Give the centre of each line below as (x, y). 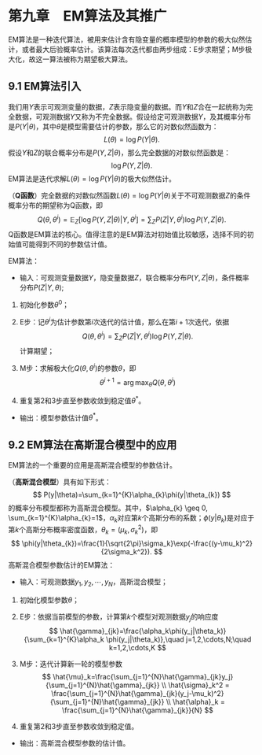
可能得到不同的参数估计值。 (66, 244)
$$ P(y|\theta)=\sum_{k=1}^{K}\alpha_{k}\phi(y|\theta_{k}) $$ (132, 495)
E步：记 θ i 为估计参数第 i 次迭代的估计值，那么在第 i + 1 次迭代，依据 (124, 321)
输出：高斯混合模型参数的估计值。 (75, 743)
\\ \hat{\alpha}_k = (195, 702)
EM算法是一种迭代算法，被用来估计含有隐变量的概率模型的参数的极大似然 (127, 39)
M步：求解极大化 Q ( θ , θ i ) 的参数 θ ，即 (78, 367)
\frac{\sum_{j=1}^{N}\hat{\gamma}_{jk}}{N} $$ (137, 710)
